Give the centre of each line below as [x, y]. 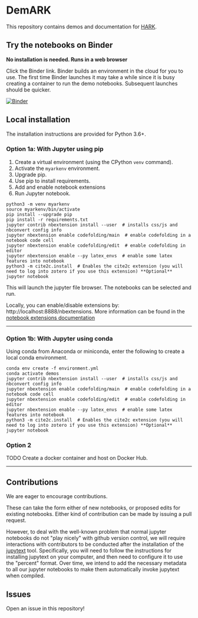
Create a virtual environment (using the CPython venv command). [94, 162]
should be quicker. [29, 90]
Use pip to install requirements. [52, 181]
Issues [19, 594]
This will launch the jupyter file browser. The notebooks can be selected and [99, 287]
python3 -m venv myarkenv [38, 204]
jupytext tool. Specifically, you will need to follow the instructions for [89, 551]
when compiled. [26, 576]
